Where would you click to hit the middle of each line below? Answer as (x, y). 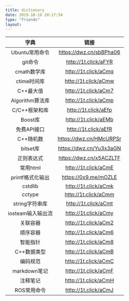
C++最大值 (30, 91)
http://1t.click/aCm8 (90, 242)
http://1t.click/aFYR (89, 62)
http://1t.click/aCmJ (89, 290)
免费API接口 (30, 130)
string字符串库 (30, 204)
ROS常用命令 (30, 290)
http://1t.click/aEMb (90, 119)
